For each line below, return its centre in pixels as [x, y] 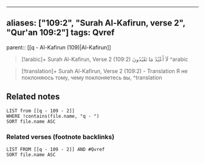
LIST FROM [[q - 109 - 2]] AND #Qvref [56, 149]
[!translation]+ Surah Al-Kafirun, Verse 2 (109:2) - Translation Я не [104, 71]
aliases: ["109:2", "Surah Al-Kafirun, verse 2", [96, 23]
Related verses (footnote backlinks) [60, 137]
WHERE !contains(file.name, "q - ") [53, 116]
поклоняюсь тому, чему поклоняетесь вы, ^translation [92, 78]
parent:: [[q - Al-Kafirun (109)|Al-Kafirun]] [59, 47]
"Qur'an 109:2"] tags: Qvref [60, 33]
